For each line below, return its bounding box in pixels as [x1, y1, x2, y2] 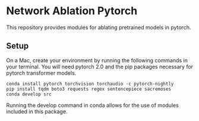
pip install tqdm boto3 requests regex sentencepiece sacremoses [6, 86, 171, 92]
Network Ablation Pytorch [6, 4, 138, 18]
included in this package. [6, 108, 68, 115]
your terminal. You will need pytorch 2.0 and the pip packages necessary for [6, 63, 194, 70]
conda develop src [6, 91, 52, 97]
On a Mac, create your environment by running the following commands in [6, 56, 188, 63]
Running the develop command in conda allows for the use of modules [6, 101, 179, 109]
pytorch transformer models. [6, 69, 77, 77]
